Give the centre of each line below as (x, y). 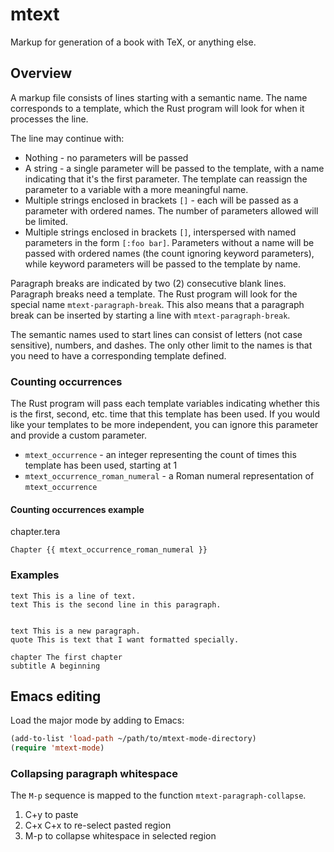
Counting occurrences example (77, 509)
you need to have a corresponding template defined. (118, 355)
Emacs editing (56, 696)
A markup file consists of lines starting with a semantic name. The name (159, 97)
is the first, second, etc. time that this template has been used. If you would (165, 414)
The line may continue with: (67, 138)
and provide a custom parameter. (78, 435)
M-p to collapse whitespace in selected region (120, 836)
